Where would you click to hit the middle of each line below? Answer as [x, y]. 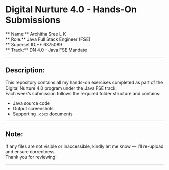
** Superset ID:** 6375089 [34, 44]
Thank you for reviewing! [31, 157]
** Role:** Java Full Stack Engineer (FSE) [48, 39]
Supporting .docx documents [43, 114]
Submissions [33, 20]
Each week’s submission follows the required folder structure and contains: [83, 93]
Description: [25, 71]
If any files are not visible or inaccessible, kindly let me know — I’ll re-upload [84, 146]
